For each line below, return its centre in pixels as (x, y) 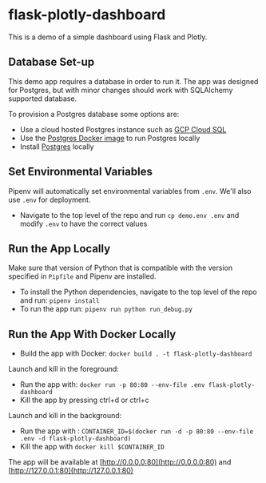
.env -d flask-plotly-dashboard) (75, 439)
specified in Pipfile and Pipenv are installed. (83, 276)
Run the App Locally (60, 249)
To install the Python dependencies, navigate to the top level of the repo (138, 292)
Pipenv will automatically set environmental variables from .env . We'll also (130, 191)
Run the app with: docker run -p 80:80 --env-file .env (112, 384)
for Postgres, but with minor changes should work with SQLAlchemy (121, 90)
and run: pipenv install (60, 300)
